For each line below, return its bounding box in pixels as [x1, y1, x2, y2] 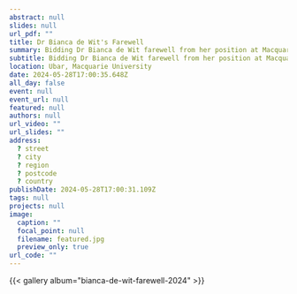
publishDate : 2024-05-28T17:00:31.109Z [9, 185, 156, 194]
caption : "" [17, 218, 62, 227]
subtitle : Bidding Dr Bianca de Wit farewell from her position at [9, 54, 263, 63]
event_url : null [9, 94, 69, 104]
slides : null [9, 21, 57, 30]
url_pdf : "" [9, 29, 53, 38]
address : [9, 136, 42, 145]
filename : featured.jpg [17, 235, 104, 244]
